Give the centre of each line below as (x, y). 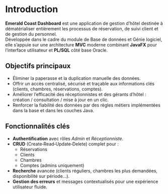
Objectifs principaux (38, 66)
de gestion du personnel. (31, 34)
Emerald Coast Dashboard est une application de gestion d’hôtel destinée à (84, 23)
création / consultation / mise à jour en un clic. (61, 100)
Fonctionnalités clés (38, 127)
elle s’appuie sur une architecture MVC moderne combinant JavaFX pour (81, 44)
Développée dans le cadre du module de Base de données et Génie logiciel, (84, 39)
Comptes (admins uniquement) (52, 165)
